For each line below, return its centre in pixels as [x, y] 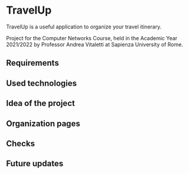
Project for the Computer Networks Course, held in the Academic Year [92, 38]
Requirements [32, 63]
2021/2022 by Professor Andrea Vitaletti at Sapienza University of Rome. [94, 44]
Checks [21, 144]
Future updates [35, 164]
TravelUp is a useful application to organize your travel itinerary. [84, 27]
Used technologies [42, 83]
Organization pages [43, 123]
